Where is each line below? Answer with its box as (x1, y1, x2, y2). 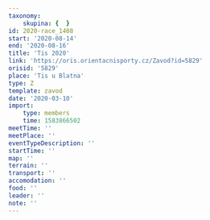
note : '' (8, 199, 38, 207)
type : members (23, 110, 70, 118)
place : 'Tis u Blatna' (8, 72, 84, 80)
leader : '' (8, 191, 45, 200)
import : (8, 102, 35, 110)
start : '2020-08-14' (8, 34, 78, 43)
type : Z (8, 79, 35, 87)
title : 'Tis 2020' (8, 49, 70, 57)
